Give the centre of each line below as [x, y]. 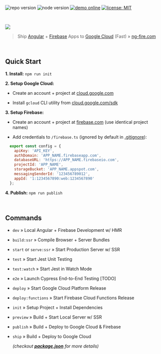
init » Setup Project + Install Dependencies [58, 307]
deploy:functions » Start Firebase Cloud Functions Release [73, 298]
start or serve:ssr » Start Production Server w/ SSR [66, 249]
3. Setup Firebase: [24, 112]
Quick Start [23, 62]
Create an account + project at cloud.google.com [63, 93]
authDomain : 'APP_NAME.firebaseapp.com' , [58, 155]
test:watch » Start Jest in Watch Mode [52, 269]
